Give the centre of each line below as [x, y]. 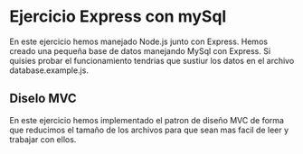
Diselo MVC [43, 99]
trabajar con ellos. [43, 139]
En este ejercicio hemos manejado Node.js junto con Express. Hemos [139, 41]
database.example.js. [49, 70]
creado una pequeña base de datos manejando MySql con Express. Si [140, 50]
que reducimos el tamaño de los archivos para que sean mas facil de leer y [149, 130]
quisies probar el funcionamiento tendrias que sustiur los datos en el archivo [152, 60]
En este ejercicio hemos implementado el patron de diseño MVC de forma [147, 120]
